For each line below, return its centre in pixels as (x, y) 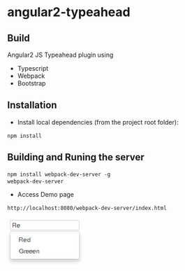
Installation (32, 105)
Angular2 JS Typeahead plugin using (60, 55)
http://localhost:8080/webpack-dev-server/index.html (87, 208)
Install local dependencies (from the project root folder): (98, 122)
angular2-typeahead (69, 12)
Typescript (33, 68)
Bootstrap (31, 83)
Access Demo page (46, 194)
